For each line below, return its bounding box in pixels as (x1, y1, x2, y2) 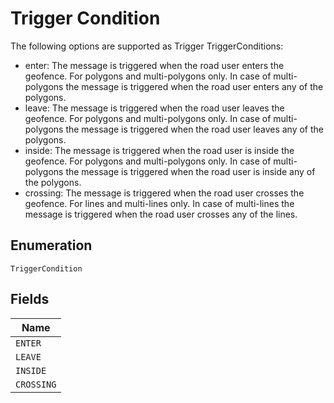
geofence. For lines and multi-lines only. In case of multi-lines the (24, 197, 295, 209)
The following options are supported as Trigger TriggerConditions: (10, 40, 284, 52)
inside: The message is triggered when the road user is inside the (24, 144, 295, 156)
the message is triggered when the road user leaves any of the (65, 123, 324, 135)
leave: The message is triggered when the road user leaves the (24, 102, 285, 114)
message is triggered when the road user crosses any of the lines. (24, 208, 298, 220)
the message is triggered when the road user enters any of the (65, 80, 324, 92)
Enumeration (10, 237, 93, 254)
